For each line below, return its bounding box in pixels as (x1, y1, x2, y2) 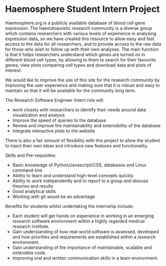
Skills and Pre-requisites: (5, 152, 56, 158)
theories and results (12, 183, 54, 189)
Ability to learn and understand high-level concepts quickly (12, 172, 134, 178)
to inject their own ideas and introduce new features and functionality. (5, 142, 149, 148)
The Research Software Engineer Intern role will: (5, 97, 104, 103)
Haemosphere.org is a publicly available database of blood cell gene (5, 20, 146, 26)
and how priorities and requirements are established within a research (12, 234, 156, 240)
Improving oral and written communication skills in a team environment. (12, 255, 159, 261)
